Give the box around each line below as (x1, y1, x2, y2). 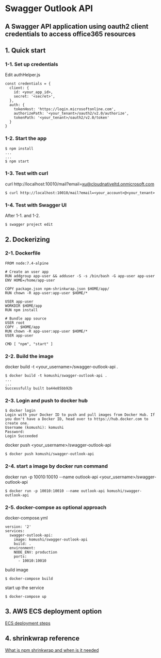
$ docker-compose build (5, 576, 53, 581)
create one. (5, 421, 29, 426)
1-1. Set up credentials (5, 61, 58, 67)
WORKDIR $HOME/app (5, 303, 42, 308)
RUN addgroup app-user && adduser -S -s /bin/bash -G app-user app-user (5, 273, 155, 278)
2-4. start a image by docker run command (5, 463, 108, 470)
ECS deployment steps (5, 620, 51, 626)
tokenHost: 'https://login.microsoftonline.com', (14, 107, 116, 112)
